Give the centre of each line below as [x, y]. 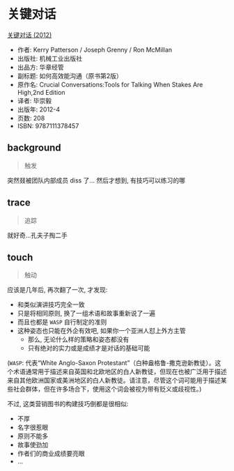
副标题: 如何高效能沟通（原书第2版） [70, 76]
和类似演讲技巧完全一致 [51, 304]
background [34, 148]
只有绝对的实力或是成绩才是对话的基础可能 [89, 348]
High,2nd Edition [41, 92]
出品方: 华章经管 [40, 67]
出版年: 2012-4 [39, 109]
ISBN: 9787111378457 [48, 125]
